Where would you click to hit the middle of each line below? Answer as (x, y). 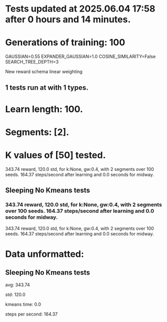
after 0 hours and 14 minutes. (68, 19)
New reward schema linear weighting (44, 72)
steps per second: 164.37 (32, 314)
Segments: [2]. (37, 132)
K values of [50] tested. (55, 155)
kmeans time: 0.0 (23, 304)
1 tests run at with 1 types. (47, 87)
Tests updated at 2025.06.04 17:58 (80, 9)
